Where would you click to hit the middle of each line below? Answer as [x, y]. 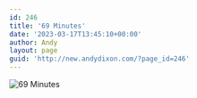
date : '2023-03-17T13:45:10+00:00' [76, 34]
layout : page [34, 51]
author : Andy [34, 42]
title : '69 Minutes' [48, 26]
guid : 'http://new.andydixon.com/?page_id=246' [100, 59]
